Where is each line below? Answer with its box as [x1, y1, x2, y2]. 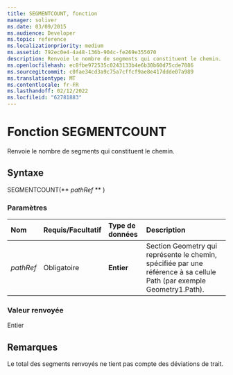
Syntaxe [7, 167, 44, 179]
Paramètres [7, 203, 47, 212]
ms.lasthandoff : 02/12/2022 [7, 87, 89, 94]
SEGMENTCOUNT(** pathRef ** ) [7, 185, 105, 194]
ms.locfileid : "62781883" [7, 94, 82, 101]
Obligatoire [43, 263, 80, 273]
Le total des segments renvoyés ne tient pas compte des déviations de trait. [7, 360, 224, 368]
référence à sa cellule [146, 267, 216, 277]
